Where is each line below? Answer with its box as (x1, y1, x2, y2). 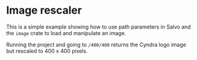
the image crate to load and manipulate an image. (6, 29, 127, 36)
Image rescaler (6, 4, 82, 17)
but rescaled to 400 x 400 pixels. (6, 47, 88, 54)
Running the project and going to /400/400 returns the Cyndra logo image (6, 41, 186, 48)
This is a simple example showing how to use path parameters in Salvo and (6, 23, 191, 30)
